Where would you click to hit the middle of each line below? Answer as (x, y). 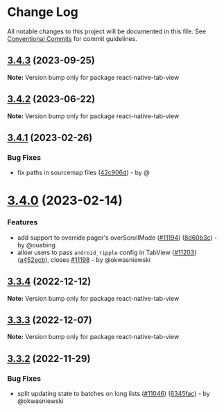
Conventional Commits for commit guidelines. (72, 38)
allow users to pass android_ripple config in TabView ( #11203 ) (107, 252)
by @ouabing (36, 245)
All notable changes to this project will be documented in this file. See (107, 31)
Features (23, 222)
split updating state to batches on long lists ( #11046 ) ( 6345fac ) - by (113, 394)
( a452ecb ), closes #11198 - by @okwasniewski (84, 259)
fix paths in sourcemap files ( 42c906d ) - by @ (84, 173)
